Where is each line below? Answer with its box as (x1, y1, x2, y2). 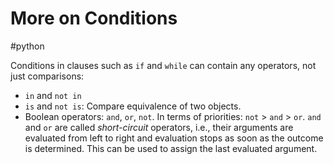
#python (10, 40, 45, 52)
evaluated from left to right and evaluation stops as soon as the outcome (24, 132, 324, 144)
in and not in (24, 89, 82, 101)
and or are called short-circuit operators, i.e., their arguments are (24, 121, 294, 133)
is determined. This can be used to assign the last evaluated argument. (24, 142, 318, 154)
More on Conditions (10, 7, 178, 30)
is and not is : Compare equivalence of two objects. (24, 100, 242, 112)
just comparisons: (10, 70, 85, 82)
